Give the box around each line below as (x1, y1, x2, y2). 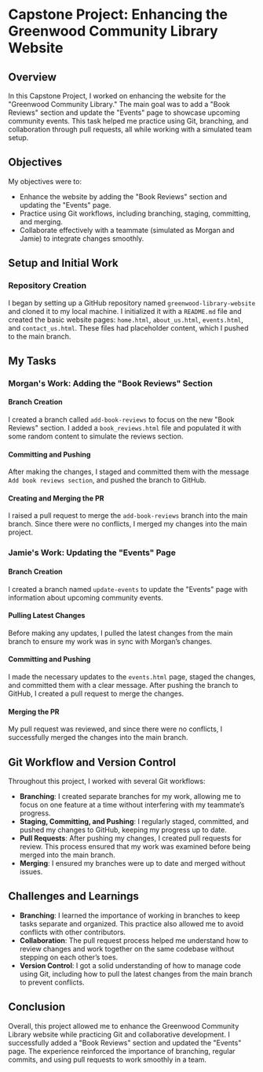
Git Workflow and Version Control (8, 756, 177, 769)
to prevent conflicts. (19, 978, 85, 987)
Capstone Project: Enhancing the (8, 6, 228, 24)
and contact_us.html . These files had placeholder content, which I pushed (8, 323, 249, 332)
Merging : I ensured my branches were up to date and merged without (19, 858, 246, 867)
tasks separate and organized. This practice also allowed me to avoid (19, 919, 244, 928)
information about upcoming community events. (8, 593, 163, 602)
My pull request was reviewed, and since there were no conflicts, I (8, 724, 223, 734)
